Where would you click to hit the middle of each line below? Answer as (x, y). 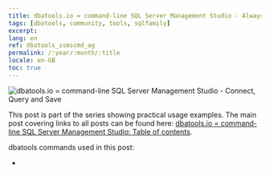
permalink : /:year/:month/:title (64, 53)
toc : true (25, 68)
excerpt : (23, 30)
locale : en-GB (32, 61)
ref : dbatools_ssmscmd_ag (51, 46)
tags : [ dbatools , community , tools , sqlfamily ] (90, 23)
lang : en (23, 38)
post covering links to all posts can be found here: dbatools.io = (114, 123)
